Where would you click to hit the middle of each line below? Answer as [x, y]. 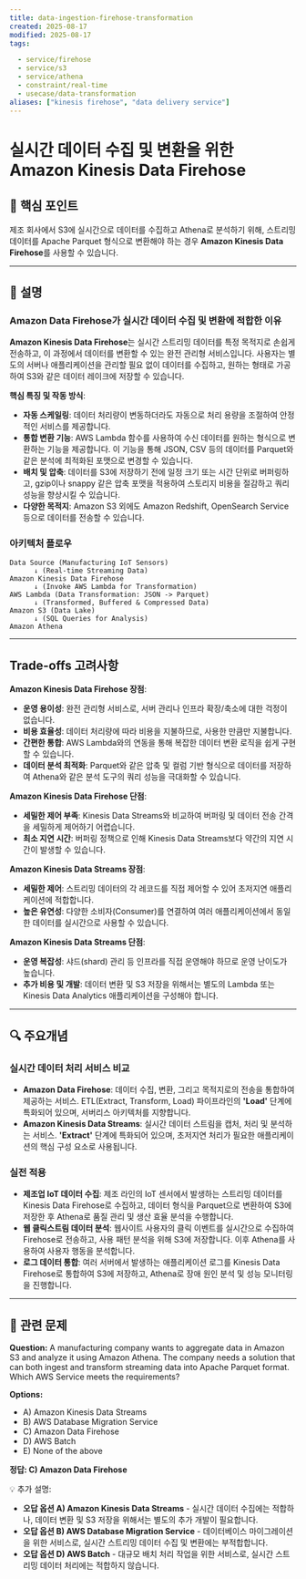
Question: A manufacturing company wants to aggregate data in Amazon [147, 1348]
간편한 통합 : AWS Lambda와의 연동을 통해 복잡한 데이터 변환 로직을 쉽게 [151, 743]
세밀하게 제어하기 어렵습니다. [83, 827]
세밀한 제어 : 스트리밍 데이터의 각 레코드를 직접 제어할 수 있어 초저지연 [145, 889]
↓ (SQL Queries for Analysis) [91, 619]
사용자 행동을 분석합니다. [91, 1251]
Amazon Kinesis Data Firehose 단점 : [78, 796]
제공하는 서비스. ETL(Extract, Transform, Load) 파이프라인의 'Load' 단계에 [157, 1100]
